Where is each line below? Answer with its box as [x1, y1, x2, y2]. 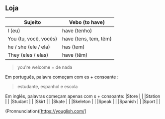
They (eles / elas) [7, 51, 49, 58]
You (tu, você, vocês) [7, 35, 58, 42]
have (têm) [62, 51, 88, 58]
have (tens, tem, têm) [62, 35, 112, 42]
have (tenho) [62, 27, 92, 34]
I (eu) [7, 27, 20, 34]
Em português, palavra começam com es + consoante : [5, 74, 119, 80]
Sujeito [24, 18, 41, 25]
